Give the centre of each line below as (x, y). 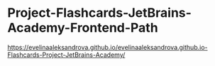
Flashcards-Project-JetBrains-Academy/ (66, 55)
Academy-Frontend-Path (83, 28)
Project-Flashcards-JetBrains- (99, 13)
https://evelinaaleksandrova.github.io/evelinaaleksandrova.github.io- (107, 47)
